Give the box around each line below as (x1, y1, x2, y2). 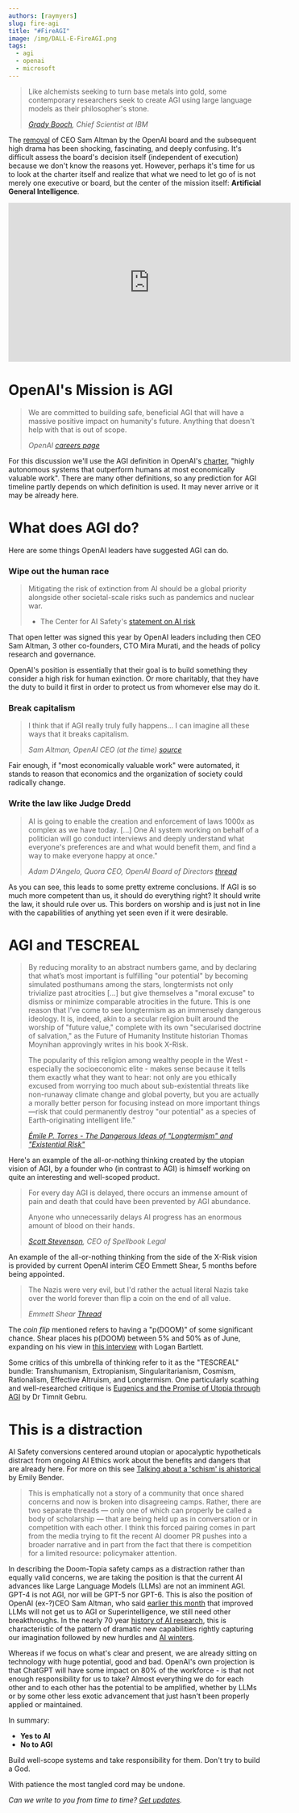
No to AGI (19, 1740, 53, 1749)
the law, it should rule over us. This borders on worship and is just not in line (8, 899, 260, 909)
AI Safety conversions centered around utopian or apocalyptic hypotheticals (8, 1447, 262, 1457)
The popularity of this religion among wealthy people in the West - (27, 1055, 248, 1065)
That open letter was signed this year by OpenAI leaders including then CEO (8, 632, 262, 642)
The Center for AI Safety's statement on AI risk (39, 616, 196, 626)
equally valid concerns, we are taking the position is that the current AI (8, 1572, 243, 1583)
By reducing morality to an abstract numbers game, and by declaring (27, 963, 257, 972)
